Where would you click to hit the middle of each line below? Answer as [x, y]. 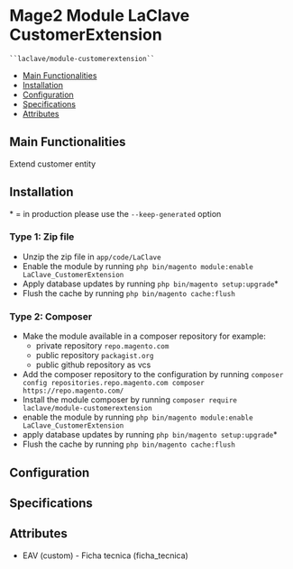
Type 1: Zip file [42, 237]
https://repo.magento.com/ [73, 391]
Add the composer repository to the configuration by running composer [153, 375]
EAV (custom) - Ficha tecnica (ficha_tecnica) [105, 555]
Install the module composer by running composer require [129, 400]
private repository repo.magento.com [102, 346]
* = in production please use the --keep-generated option [115, 213]
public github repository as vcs [93, 365]
